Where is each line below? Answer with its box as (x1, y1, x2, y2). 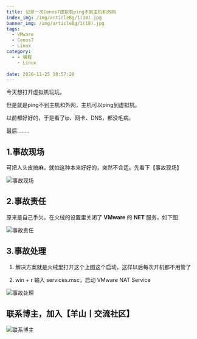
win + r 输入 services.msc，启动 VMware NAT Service (15, 276, 151, 283)
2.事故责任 (6, 196, 47, 207)
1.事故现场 (6, 146, 45, 157)
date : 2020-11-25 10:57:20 (6, 71, 75, 77)
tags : (6, 26, 20, 32)
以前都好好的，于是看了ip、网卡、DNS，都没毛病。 (6, 114, 134, 122)
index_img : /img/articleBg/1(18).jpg (6, 15, 102, 21)
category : (6, 49, 32, 55)
